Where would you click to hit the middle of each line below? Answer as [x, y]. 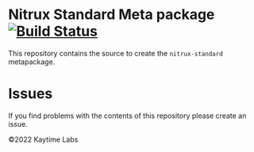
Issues [31, 94]
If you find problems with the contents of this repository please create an [127, 116]
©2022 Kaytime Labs [43, 139]
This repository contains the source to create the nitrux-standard [116, 53]
